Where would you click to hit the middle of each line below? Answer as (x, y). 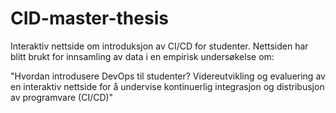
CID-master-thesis (89, 18)
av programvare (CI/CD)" (62, 97)
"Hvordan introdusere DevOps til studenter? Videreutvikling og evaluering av (168, 76)
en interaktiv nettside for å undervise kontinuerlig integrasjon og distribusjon (167, 86)
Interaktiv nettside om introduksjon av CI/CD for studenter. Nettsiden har (159, 46)
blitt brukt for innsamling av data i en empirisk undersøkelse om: (142, 56)
